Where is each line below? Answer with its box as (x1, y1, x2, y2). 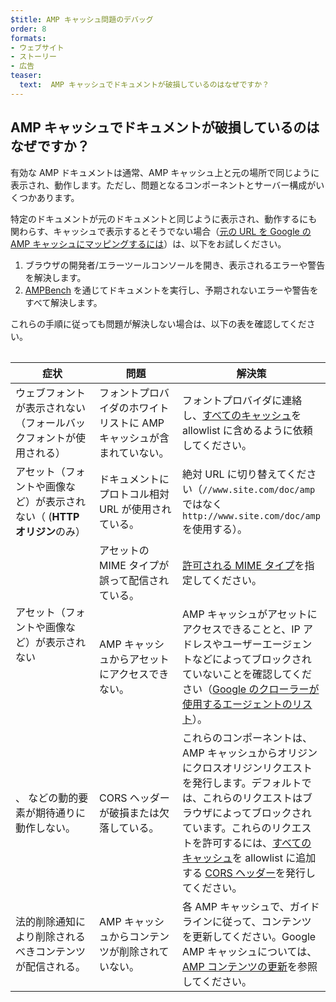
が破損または (99, 806, 160, 820)
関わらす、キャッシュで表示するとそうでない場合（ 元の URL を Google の (10, 225, 312, 237)
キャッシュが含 (99, 431, 170, 445)
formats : (10, 33, 47, 43)
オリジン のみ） (15, 524, 87, 538)
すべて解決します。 (24, 296, 103, 308)
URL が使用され (99, 502, 172, 516)
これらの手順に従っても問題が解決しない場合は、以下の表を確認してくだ (10, 317, 307, 330)
